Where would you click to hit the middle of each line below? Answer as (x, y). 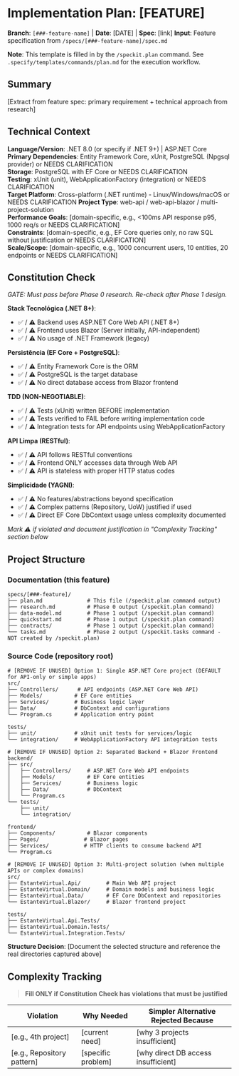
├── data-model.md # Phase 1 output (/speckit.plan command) (111, 613)
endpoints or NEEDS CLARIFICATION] (63, 255)
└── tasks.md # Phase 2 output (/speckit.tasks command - (114, 632)
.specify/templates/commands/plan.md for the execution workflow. (104, 61)
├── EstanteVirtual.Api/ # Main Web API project (92, 883)
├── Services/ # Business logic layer (76, 702)
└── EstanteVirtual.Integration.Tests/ (67, 933)
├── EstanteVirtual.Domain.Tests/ (59, 927)
